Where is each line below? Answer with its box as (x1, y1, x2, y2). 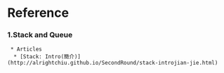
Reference (7, 5, 69, 21)
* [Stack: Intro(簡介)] (13, 53, 81, 60)
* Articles (10, 46, 42, 53)
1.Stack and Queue (7, 30, 73, 40)
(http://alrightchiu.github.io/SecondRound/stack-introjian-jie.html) (7, 60, 218, 67)
